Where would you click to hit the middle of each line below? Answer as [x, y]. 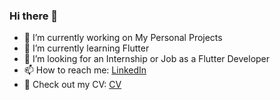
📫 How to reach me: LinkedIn [85, 70]
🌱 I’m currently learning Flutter [86, 48]
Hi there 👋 [34, 16]
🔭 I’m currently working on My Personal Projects [123, 38]
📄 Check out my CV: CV [72, 85]
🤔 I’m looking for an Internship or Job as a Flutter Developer [147, 59]
